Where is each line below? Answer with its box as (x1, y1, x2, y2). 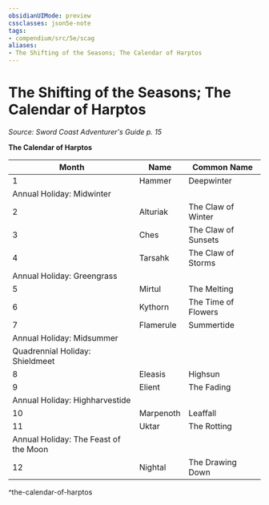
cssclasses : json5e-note (8, 19, 91, 27)
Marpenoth (139, 407, 181, 418)
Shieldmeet (12, 355, 55, 366)
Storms (188, 257, 216, 269)
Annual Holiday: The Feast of (12, 434, 122, 445)
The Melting (188, 283, 234, 294)
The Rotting (188, 420, 232, 431)
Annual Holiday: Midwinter (12, 188, 111, 199)
